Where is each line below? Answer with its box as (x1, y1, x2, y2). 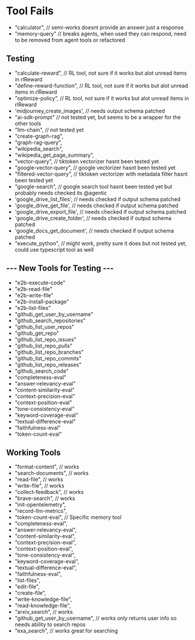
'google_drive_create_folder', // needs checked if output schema (14, 214, 172, 221)
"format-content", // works (14, 463, 80, 470)
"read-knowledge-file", (14, 602, 71, 609)
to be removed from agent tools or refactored (14, 36, 125, 43)
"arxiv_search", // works (14, 609, 73, 616)
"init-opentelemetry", (14, 501, 66, 508)
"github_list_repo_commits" (14, 354, 82, 362)
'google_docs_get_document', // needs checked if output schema (14, 227, 174, 234)
